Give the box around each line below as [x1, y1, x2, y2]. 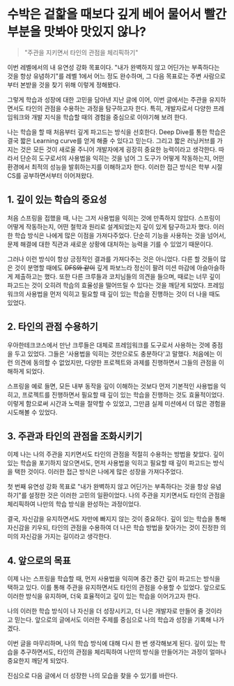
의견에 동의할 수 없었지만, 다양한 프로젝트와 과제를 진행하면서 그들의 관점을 [14, 358, 217, 367]
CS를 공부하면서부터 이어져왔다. [7, 171, 94, 180]
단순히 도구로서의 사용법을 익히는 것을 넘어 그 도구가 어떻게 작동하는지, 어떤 [19, 154, 225, 162]
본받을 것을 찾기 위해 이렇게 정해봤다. [19, 80, 120, 89]
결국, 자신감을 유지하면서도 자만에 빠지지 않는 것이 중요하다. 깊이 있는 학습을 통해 [7, 515, 226, 523]
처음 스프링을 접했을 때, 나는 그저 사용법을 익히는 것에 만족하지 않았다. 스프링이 [7, 214, 221, 222]
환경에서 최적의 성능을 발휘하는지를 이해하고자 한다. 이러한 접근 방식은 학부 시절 [7, 162, 223, 171]
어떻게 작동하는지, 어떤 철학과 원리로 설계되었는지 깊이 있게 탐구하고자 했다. [7, 222, 212, 231]
